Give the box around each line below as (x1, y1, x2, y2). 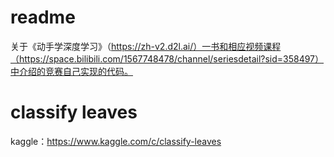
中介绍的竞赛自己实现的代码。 (10, 65, 133, 77)
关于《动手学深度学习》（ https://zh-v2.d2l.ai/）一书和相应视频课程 (10, 40, 282, 52)
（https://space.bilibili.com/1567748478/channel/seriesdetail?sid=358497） (10, 52, 325, 65)
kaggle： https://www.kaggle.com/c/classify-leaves (10, 135, 222, 147)
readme (10, 6, 76, 29)
